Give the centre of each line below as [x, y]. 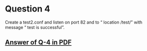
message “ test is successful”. [35, 27]
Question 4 [28, 9]
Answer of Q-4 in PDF [38, 43]
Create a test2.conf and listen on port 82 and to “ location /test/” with [74, 22]
